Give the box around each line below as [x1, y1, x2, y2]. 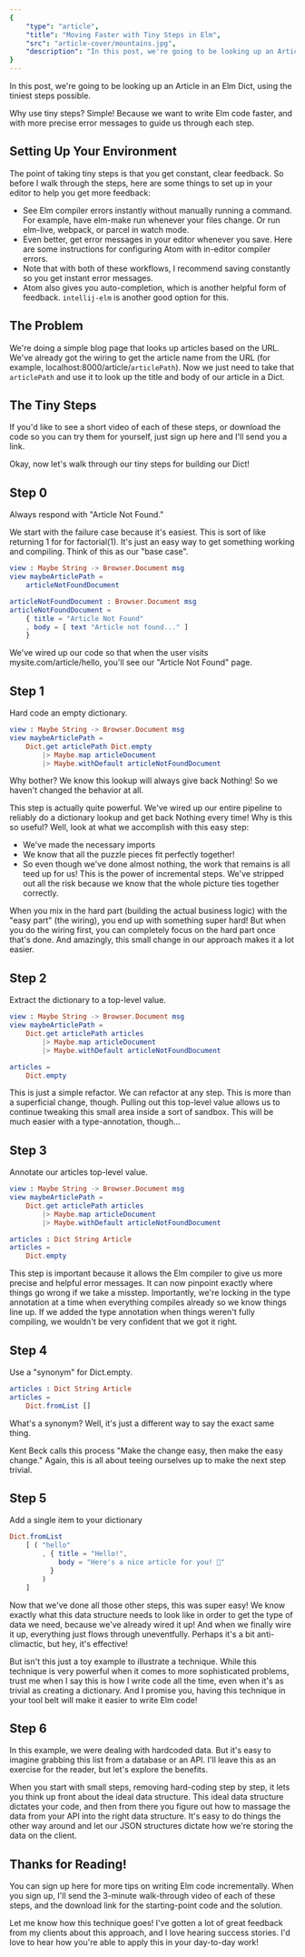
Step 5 [9, 1490, 47, 1506]
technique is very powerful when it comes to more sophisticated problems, [9, 1665, 290, 1676]
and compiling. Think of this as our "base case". [9, 547, 189, 557]
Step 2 [9, 970, 47, 986]
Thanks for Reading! [9, 1856, 127, 1872]
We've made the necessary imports [22, 839, 156, 850]
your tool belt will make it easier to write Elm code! [9, 1694, 198, 1705]
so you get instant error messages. [22, 272, 153, 283]
